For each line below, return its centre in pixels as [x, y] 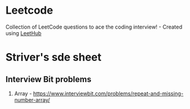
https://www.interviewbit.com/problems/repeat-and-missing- [108, 94]
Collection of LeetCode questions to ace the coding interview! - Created [94, 27]
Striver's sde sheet [54, 57]
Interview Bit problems [49, 79]
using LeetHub [24, 33]
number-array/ [32, 99]
